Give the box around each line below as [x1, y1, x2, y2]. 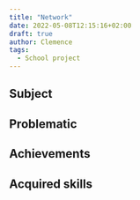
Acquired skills [9, 176, 93, 191]
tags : [9, 46, 29, 55]
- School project [17, 54, 81, 63]
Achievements [9, 146, 91, 161]
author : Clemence [9, 37, 73, 47]
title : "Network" [9, 12, 73, 22]
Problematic [9, 116, 77, 131]
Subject [9, 86, 53, 101]
